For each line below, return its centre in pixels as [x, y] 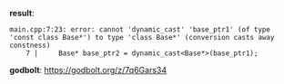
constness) [30, 45]
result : [22, 13]
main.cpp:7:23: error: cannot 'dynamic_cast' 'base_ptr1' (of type [140, 30]
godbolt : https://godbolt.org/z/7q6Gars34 [88, 70]
